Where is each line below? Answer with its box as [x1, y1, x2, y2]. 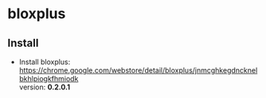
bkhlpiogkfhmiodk [18, 74, 79, 83]
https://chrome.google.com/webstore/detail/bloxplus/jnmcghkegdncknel [18, 66, 258, 75]
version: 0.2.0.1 [18, 82, 71, 92]
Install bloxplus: [18, 57, 71, 66]
